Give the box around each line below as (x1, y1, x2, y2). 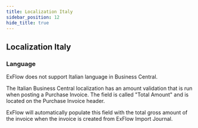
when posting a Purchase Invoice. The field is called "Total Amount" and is (6, 91, 189, 98)
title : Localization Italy (6, 8, 73, 15)
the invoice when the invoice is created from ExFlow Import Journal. (6, 115, 173, 123)
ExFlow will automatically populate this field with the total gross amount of (6, 109, 188, 116)
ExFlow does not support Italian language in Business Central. (6, 73, 158, 80)
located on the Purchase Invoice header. (6, 98, 105, 105)
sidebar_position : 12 (6, 14, 60, 20)
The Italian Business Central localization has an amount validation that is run (6, 85, 193, 92)
